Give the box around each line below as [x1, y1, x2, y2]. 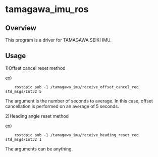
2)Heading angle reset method [5, 113, 69, 119]
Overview [5, 24, 37, 32]
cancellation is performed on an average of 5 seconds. [5, 103, 120, 109]
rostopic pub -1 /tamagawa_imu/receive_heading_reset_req [14, 132, 139, 137]
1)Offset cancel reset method [5, 65, 66, 71]
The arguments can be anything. [5, 145, 73, 152]
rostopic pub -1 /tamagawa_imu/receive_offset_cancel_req [14, 84, 139, 89]
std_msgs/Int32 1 [5, 137, 42, 142]
